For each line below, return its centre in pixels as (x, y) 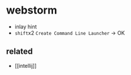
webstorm (32, 10)
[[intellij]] (26, 66)
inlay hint (26, 27)
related (19, 52)
